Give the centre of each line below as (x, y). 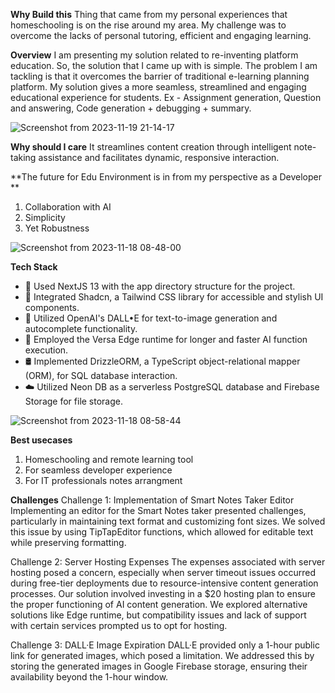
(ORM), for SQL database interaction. (101, 375)
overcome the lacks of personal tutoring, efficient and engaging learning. (161, 35)
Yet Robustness (57, 228)
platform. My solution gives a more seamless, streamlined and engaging (158, 87)
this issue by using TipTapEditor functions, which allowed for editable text (162, 532)
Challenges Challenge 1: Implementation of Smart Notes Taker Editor (152, 500)
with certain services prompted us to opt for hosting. (119, 625)
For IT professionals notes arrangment (103, 480)
